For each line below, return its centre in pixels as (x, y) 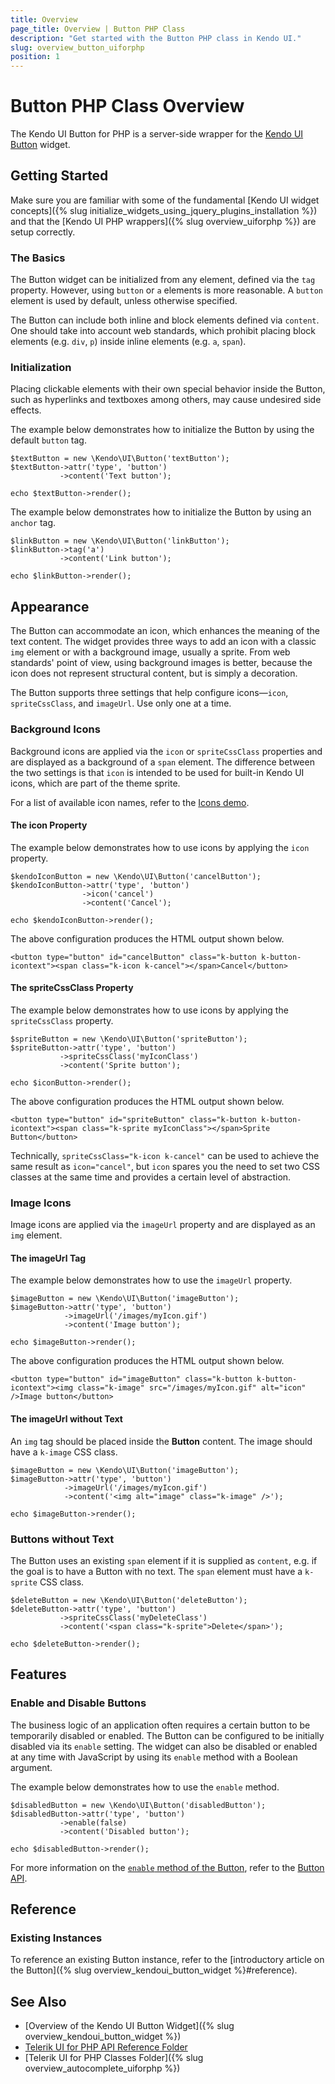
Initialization (41, 368)
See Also (38, 2001)
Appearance (50, 606)
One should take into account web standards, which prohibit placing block (163, 331)
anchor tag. (33, 523)
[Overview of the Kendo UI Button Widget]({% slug (129, 2026)
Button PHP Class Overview (127, 106)
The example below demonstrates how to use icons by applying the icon (160, 847)
